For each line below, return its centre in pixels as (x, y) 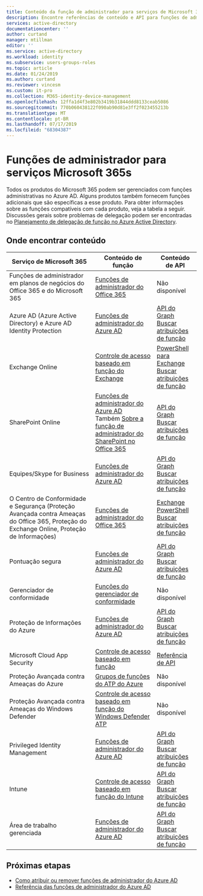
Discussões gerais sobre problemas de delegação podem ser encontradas (99, 215)
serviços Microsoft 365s (69, 173)
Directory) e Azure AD (41, 323)
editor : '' (20, 46)
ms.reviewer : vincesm (34, 85)
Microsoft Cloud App (39, 655)
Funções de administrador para (86, 160)
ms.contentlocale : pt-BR (37, 119)
